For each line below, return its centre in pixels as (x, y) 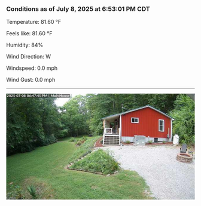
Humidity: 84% (25, 45)
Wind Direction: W (29, 57)
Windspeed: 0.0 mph (32, 68)
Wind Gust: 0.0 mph (31, 80)
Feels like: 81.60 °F (29, 33)
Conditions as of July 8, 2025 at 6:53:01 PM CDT (78, 9)
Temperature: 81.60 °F (34, 22)
